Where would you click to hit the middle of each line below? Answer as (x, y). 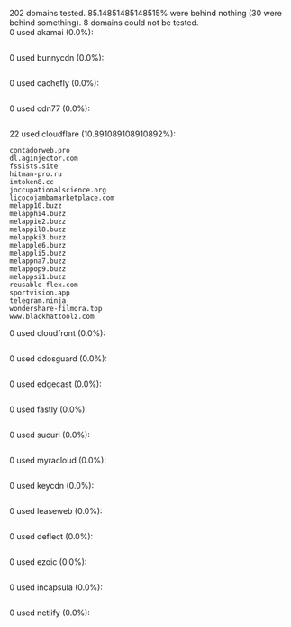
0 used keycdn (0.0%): (52, 486)
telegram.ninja (38, 301)
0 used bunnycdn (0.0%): (57, 57)
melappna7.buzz (38, 261)
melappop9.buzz (38, 269)
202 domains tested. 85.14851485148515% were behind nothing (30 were (145, 13)
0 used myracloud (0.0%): (58, 460)
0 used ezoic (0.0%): (48, 562)
